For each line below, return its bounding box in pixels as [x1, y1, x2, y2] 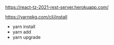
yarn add [12, 29, 32, 34]
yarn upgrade [12, 34, 41, 40]
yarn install [12, 23, 36, 29]
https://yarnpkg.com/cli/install [5, 14, 68, 19]
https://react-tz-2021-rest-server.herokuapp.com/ [5, 4, 109, 10]
